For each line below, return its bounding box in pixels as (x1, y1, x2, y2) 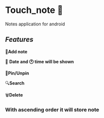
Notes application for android (5, 21, 65, 27)
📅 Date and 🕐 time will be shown (5, 58, 74, 64)
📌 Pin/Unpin (5, 70, 29, 76)
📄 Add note (5, 48, 27, 54)
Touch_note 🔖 (5, 4, 63, 16)
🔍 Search (5, 80, 25, 86)
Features (5, 35, 34, 44)
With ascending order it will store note (5, 106, 100, 113)
